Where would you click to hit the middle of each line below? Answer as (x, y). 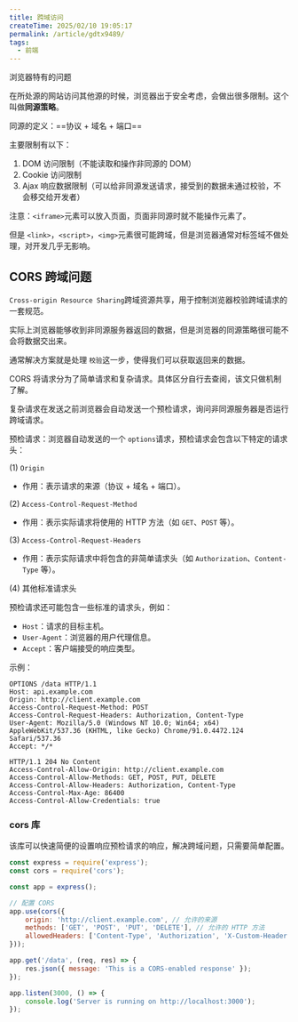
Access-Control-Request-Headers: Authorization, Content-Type (126, 715)
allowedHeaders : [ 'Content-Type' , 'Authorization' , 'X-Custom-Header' (158, 936)
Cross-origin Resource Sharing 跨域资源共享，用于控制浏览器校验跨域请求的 (149, 300)
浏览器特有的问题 (40, 77)
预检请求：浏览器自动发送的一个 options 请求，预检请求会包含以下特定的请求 (149, 439)
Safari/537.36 (35, 738)
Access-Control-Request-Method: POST (79, 707)
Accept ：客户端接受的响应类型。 (81, 648)
